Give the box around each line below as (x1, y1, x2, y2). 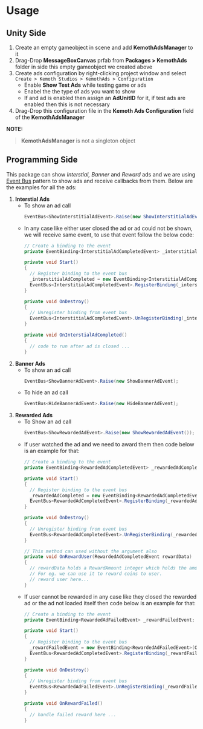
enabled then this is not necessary (24, 101, 110, 108)
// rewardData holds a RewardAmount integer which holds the (29, 565, 187, 571)
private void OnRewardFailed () (24, 700, 103, 707)
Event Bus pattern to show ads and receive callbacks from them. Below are (6, 177, 193, 184)
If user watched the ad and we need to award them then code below (24, 441, 195, 448)
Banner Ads (14, 360, 45, 367)
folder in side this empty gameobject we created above (14, 63, 153, 70)
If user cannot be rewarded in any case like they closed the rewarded (24, 593, 197, 600)
